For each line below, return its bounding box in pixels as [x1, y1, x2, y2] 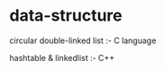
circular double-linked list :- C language [9, 35, 157, 46]
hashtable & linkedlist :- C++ [9, 52, 115, 63]
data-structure [9, 5, 123, 26]
